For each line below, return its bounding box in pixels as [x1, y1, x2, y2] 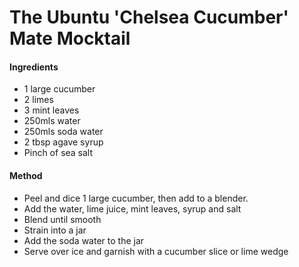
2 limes [23, 94, 54, 106]
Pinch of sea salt [23, 147, 94, 159]
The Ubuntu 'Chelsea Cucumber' [9, 6, 290, 29]
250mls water [23, 115, 81, 127]
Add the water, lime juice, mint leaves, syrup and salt [23, 202, 242, 215]
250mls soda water [23, 126, 104, 138]
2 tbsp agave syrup [23, 136, 104, 148]
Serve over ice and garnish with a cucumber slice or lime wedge [23, 245, 289, 257]
